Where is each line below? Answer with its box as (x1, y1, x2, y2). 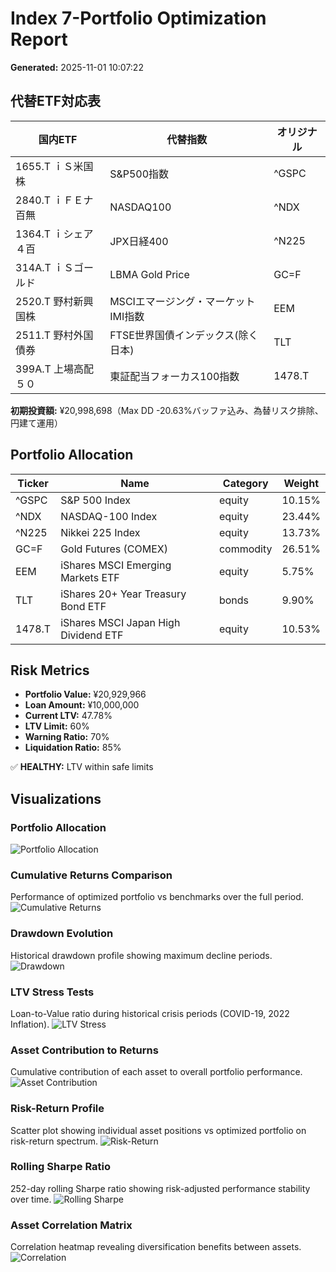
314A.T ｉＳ (15, 260, 75, 274)
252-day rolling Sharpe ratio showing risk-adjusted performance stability (10, 1182, 311, 1194)
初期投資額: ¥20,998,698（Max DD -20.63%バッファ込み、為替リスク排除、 (10, 404, 324, 416)
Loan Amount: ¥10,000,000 (24, 699, 140, 711)
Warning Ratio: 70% (24, 731, 110, 743)
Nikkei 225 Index (60, 525, 141, 539)
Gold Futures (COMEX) (60, 542, 168, 556)
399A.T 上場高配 (15, 362, 95, 376)
